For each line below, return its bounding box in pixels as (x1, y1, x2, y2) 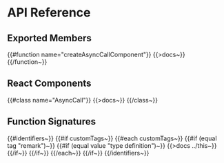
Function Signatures (7, 116, 96, 128)
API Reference (7, 5, 91, 21)
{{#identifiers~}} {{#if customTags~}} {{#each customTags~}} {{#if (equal (7, 134, 217, 142)
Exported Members (7, 32, 92, 44)
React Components (7, 78, 92, 89)
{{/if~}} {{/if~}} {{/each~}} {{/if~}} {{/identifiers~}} (7, 149, 150, 157)
